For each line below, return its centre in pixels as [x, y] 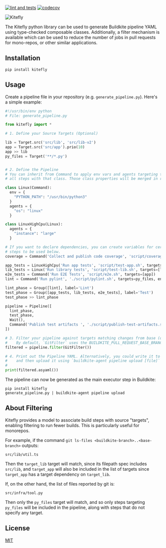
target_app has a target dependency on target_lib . [58, 474]
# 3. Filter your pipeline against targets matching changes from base [80, 338]
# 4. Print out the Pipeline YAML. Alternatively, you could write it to [83, 356]
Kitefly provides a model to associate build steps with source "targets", [77, 420]
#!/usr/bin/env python [28, 111]
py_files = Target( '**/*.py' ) [36, 156]
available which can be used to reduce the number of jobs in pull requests [81, 37]
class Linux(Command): [28, 188]
